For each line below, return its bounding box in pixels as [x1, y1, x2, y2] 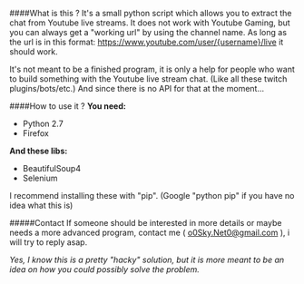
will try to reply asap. [9, 237, 88, 248]
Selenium [22, 172, 58, 183]
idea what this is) [9, 200, 74, 211]
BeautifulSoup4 [22, 163, 82, 173]
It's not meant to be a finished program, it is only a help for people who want [9, 64, 295, 74]
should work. [9, 46, 59, 57]
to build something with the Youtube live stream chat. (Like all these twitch [9, 73, 288, 84]
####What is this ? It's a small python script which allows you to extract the [9, 8, 292, 18]
